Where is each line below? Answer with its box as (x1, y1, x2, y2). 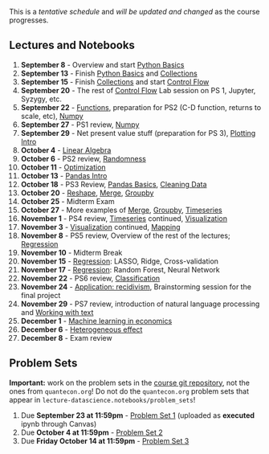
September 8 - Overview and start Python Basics (20, 59, 185, 69)
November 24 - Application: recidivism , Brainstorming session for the (20, 281, 252, 292)
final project (20, 290, 61, 300)
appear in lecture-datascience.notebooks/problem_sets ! (9, 395, 196, 404)
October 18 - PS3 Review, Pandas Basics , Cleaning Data (20, 179, 207, 189)
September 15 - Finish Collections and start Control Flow (20, 76, 210, 87)
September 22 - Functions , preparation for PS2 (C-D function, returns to (20, 102, 262, 112)
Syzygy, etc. (20, 94, 63, 104)
